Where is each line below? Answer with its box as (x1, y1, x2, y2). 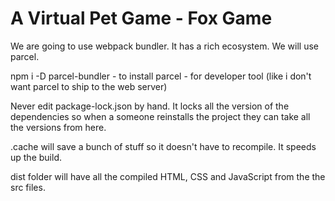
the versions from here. (10, 121, 107, 133)
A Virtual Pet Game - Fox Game (10, 7, 273, 30)
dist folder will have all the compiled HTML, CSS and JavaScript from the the (10, 170, 326, 182)
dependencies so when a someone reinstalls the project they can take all (10, 110, 311, 122)
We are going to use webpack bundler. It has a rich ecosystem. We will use (10, 40, 320, 52)
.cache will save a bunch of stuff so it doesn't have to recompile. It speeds (10, 140, 317, 152)
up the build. (10, 151, 62, 163)
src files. (10, 181, 46, 193)
